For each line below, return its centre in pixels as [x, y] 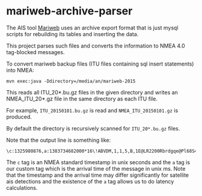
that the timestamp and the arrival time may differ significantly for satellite [98, 175]
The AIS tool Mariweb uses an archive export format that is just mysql [92, 28]
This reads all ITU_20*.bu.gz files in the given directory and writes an [92, 92]
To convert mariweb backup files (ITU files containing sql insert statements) [100, 64]
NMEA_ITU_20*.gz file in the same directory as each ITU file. [82, 99]
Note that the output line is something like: [59, 140]
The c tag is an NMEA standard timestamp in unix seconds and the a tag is [98, 162]
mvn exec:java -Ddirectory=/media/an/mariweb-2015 [71, 81]
